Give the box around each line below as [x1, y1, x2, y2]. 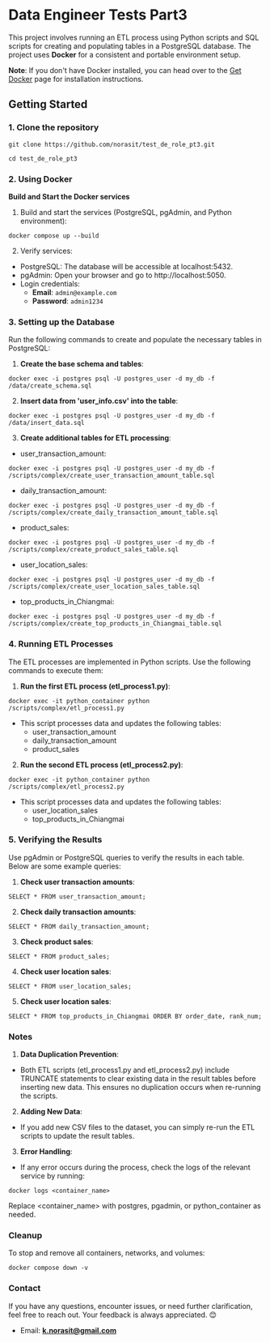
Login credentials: [19, 278, 81, 289]
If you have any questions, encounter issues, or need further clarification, [8, 1301, 253, 1311]
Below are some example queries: [8, 861, 121, 871]
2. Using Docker [8, 173, 73, 184]
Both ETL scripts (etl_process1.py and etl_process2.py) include [19, 1065, 230, 1075]
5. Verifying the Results [8, 834, 103, 845]
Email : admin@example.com [32, 287, 117, 297]
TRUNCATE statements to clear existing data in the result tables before [19, 1074, 256, 1083]
